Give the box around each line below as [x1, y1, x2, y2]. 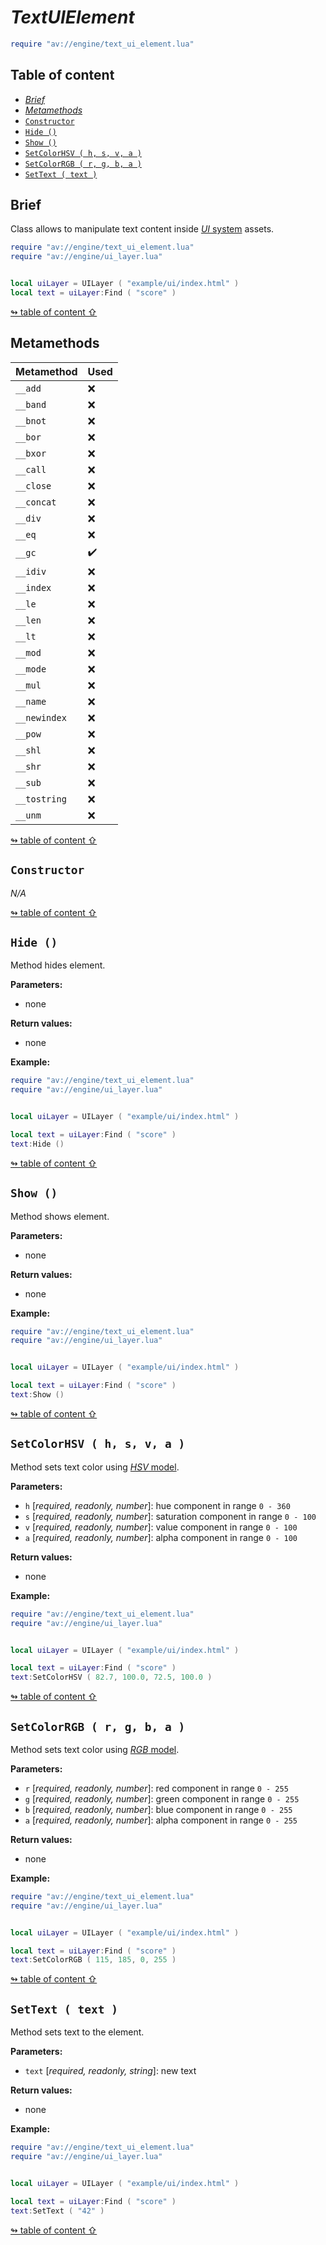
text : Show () [10, 1390, 65, 1400]
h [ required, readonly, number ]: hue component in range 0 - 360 [24, 1499, 291, 1511]
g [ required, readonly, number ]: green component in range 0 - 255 [24, 1792, 300, 1805]
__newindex [15, 712, 67, 723]
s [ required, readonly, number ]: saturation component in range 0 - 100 [24, 1510, 317, 1522]
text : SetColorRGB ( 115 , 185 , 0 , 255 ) [10, 1955, 177, 1965]
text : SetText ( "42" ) [10, 2206, 105, 2216]
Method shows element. [10, 1210, 110, 1222]
